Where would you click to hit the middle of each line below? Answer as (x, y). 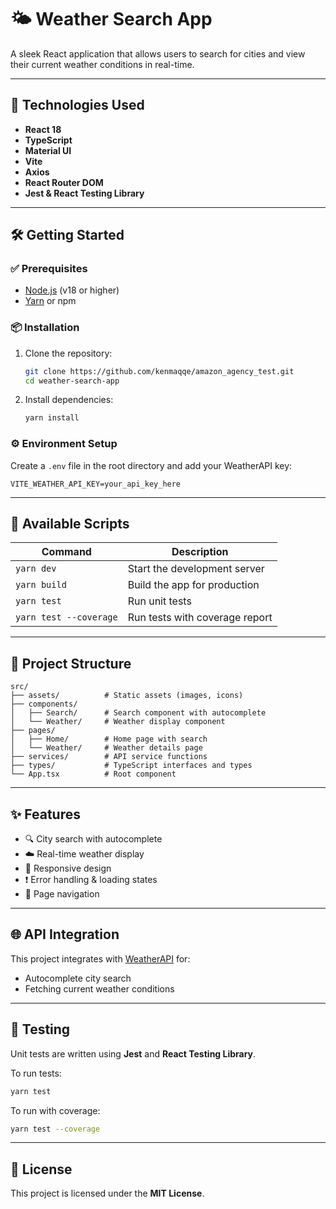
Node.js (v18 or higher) (72, 290)
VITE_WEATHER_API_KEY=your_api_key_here (96, 484)
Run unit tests (159, 601)
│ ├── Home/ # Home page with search (109, 739)
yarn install (52, 418)
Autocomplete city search (78, 978)
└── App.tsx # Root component (93, 774)
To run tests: (36, 1073)
